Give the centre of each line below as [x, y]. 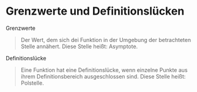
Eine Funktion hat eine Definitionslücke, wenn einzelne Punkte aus [104, 70]
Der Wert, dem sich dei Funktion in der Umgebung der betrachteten [106, 40]
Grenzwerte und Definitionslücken [95, 11]
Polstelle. [32, 83]
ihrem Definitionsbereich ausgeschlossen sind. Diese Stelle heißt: [103, 76]
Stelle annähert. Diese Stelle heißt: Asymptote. [79, 46]
